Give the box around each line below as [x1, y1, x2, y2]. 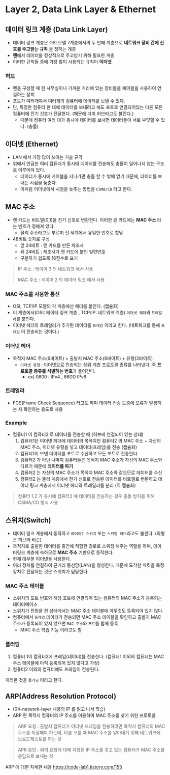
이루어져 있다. [18, 167, 46, 173]
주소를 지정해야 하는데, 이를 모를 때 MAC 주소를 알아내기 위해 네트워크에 [17, 730, 161, 736]
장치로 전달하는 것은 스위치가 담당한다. [12, 568, 89, 574]
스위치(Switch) [5, 516, 52, 524]
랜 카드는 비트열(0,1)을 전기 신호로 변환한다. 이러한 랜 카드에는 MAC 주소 [12, 216, 156, 223]
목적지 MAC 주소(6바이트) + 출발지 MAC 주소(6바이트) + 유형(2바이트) [12, 355, 153, 361]
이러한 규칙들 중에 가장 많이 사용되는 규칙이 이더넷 [12, 59, 112, 65]
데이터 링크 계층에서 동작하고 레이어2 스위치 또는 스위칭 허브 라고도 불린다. [12, 530, 154, 536]
